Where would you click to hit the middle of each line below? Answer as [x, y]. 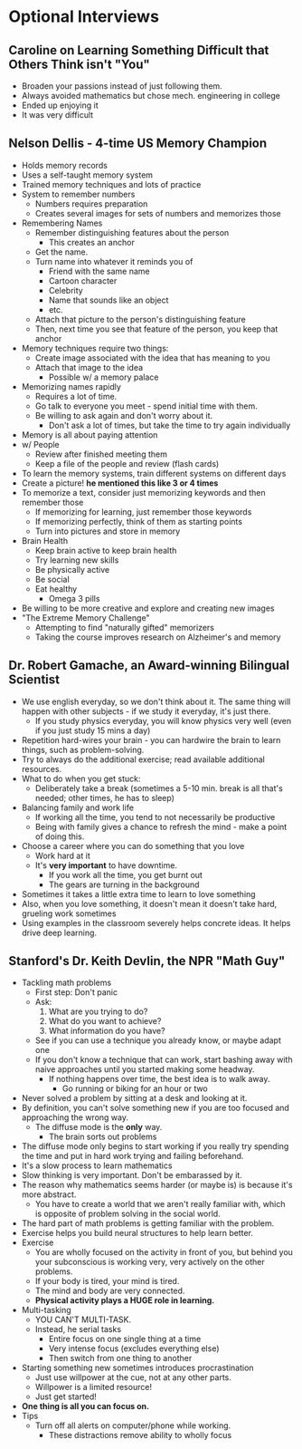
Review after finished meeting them [101, 454]
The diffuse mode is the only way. [99, 1127]
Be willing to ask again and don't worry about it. [124, 415]
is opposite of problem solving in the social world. [127, 1214]
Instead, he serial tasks [78, 1329]
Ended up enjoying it [60, 105]
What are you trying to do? [98, 1011]
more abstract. [49, 1194]
